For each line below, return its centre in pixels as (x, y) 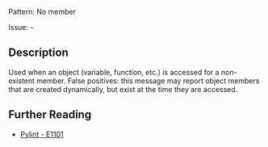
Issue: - (21, 27)
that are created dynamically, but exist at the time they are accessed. (123, 89)
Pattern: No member (42, 12)
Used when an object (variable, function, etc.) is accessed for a (114, 72)
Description (38, 53)
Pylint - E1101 (42, 134)
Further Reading (50, 115)
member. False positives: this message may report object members (148, 81)
